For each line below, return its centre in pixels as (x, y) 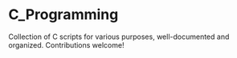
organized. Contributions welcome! (66, 44)
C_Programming (63, 15)
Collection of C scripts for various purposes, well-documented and (119, 37)
